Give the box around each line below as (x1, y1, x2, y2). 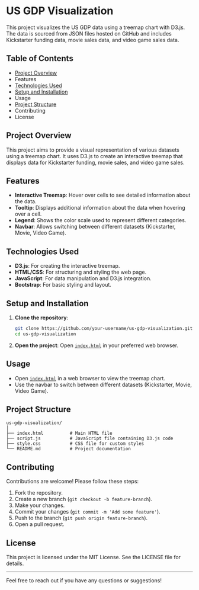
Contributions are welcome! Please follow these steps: (6, 478, 139, 485)
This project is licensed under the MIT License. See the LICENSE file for (6, 554, 181, 560)
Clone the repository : (14, 314, 69, 321)
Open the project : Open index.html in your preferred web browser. (14, 342, 179, 349)
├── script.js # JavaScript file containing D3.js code (6, 435, 174, 442)
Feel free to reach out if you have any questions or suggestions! (6, 577, 162, 584)
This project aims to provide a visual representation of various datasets (6, 146, 179, 153)
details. (6, 560, 24, 567)
